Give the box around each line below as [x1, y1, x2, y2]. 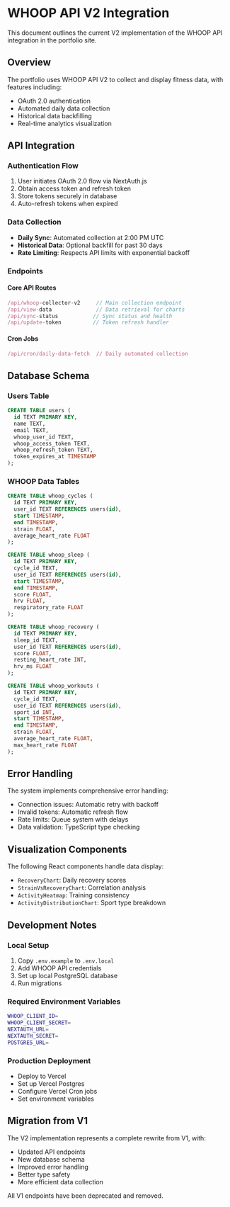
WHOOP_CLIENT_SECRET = [7, 1019, 71, 1026]
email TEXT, [13, 426, 50, 433]
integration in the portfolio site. [7, 35, 97, 44]
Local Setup [7, 940, 50, 950]
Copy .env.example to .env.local [17, 956, 115, 965]
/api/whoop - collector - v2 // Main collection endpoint [7, 299, 182, 306]
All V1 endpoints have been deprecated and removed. [7, 1191, 164, 1200]
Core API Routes [7, 283, 57, 292]
